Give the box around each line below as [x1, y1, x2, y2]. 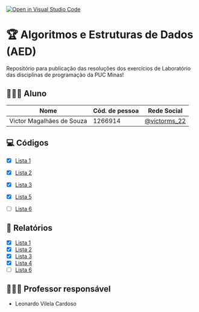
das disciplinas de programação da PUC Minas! [6, 71, 124, 78]
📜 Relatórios [6, 223, 53, 233]
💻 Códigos [6, 138, 49, 148]
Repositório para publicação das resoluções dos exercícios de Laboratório [6, 64, 191, 72]
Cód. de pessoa [93, 106, 139, 114]
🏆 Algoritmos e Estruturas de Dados [6, 28, 194, 42]
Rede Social [148, 106, 183, 114]
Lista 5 [14, 193, 32, 200]
